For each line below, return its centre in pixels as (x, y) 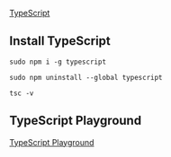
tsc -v (22, 93)
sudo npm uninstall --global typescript (86, 77)
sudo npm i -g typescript (58, 62)
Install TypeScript (60, 41)
